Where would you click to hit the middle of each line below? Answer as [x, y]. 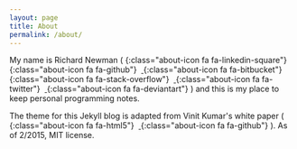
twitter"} [25, 89]
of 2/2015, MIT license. [52, 135]
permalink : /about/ [46, 34]
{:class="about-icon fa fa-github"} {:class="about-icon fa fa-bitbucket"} [146, 70]
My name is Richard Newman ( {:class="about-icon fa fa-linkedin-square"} [148, 61]
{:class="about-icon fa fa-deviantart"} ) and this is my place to [163, 89]
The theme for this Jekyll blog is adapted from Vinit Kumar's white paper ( [147, 116]
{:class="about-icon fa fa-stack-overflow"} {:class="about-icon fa [135, 79]
